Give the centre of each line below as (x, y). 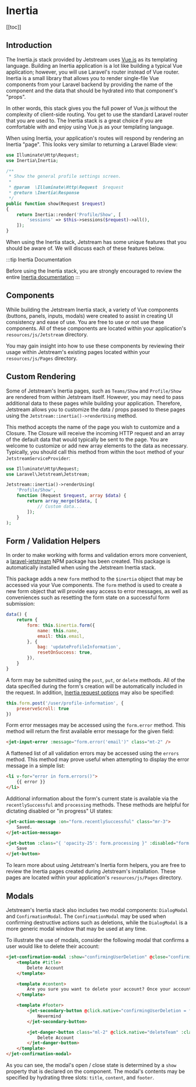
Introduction (29, 45)
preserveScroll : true (43, 708)
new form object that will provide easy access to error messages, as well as (97, 591)
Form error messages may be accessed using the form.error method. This (96, 725)
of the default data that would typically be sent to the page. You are (87, 439)
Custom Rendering (41, 376)
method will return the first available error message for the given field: (90, 731)
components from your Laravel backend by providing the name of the (90, 84)
